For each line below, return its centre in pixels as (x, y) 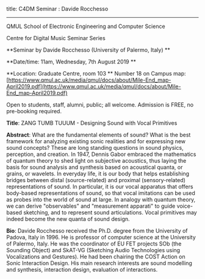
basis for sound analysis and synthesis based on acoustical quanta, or (95, 167)
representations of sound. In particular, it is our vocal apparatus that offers (100, 186)
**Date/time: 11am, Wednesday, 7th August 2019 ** (71, 62)
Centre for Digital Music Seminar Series (56, 38)
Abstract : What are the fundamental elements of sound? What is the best (99, 135)
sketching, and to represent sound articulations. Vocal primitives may (110, 212)
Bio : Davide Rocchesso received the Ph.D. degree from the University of (97, 231)
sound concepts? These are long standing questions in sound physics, (95, 148)
